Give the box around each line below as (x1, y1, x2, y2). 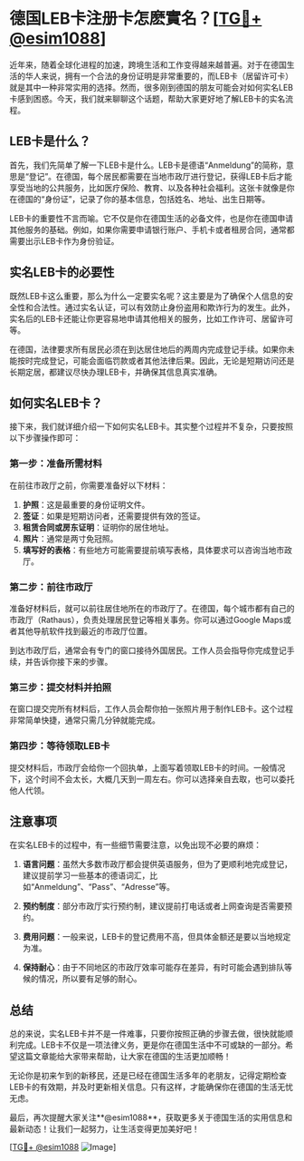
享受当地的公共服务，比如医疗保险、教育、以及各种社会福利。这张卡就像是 (9, 182, 287, 193)
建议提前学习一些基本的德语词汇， (22, 870, 150, 881)
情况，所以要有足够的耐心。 (38, 973, 142, 984)
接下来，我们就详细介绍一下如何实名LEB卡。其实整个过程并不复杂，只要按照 (9, 421, 294, 432)
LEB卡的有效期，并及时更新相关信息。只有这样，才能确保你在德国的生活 (9, 1081, 278, 1093)
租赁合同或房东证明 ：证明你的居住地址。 (22, 522, 174, 532)
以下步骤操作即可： (9, 433, 81, 444)
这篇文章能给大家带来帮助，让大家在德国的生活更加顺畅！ (16, 1051, 232, 1062)
